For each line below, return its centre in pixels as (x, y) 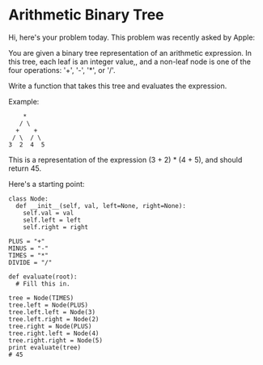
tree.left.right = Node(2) (54, 319)
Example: (24, 101)
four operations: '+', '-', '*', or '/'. (62, 70)
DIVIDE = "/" (30, 262)
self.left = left (52, 220)
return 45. (25, 168)
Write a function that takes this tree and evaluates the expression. (118, 86)
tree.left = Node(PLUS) (49, 305)
